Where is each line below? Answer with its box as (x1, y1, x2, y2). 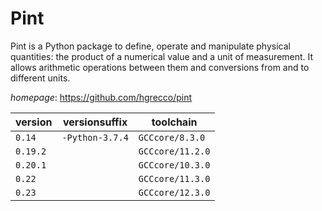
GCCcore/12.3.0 (138, 187, 211, 198)
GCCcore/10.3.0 (138, 159, 211, 171)
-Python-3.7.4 (61, 132, 129, 143)
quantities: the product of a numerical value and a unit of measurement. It (10, 50, 314, 62)
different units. (10, 72, 71, 84)
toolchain (151, 115, 198, 129)
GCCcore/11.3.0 (138, 173, 211, 184)
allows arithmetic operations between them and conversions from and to (10, 61, 310, 73)
